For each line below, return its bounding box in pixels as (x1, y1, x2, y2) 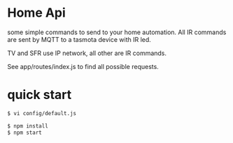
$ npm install (7, 122, 49, 130)
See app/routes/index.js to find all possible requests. (7, 62, 159, 70)
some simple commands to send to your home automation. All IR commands (7, 28, 227, 36)
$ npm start (7, 129, 42, 136)
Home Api (7, 5, 66, 21)
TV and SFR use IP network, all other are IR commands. (7, 49, 167, 57)
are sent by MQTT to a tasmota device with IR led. (7, 35, 152, 43)
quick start (7, 87, 72, 103)
